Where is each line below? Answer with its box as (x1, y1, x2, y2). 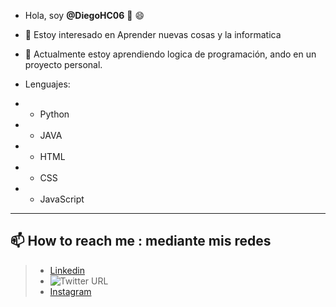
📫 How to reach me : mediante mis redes (10, 233, 272, 250)
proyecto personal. (24, 59, 103, 70)
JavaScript (39, 193, 85, 205)
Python (39, 108, 70, 120)
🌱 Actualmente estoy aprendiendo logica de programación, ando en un (24, 48, 317, 60)
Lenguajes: (24, 78, 71, 90)
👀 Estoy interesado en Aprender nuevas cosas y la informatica (24, 29, 282, 40)
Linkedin (49, 264, 85, 276)
